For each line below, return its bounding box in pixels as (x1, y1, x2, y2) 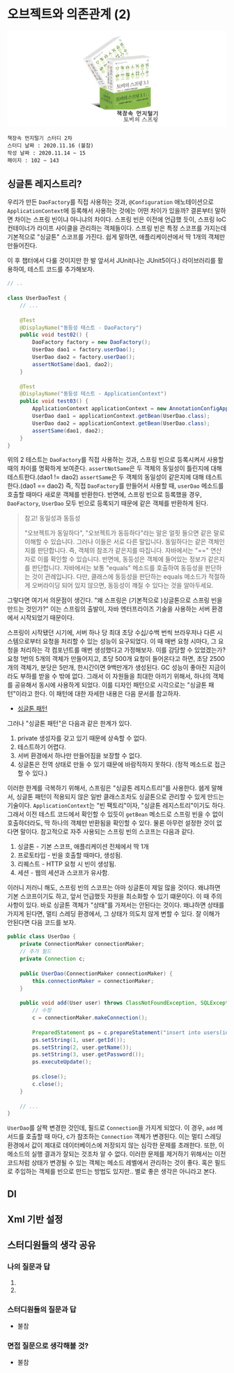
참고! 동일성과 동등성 (24, 514, 81, 523)
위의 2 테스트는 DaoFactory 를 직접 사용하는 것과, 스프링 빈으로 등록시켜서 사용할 (7, 456, 224, 464)
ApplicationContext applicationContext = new (32, 405, 167, 412)
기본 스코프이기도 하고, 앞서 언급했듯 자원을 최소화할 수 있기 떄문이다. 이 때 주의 (7, 892, 223, 901)
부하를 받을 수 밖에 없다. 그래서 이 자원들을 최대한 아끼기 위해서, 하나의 (19, 672, 211, 681)
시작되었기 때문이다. (19, 613, 75, 622)
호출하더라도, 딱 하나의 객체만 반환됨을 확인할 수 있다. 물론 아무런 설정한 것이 (7, 819, 215, 827)
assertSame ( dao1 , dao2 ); (32, 427, 104, 434)
